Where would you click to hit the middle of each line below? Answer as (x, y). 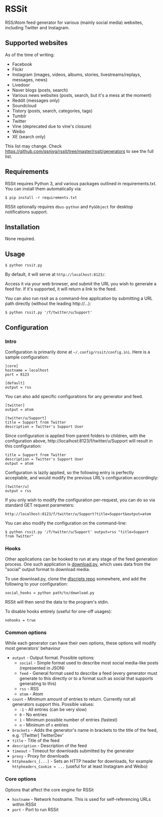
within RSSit (24, 804)
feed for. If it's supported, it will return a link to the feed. (61, 289)
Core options (21, 779)
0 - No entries (33, 715)
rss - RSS (29, 689)
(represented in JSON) (42, 668)
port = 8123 (17, 374)
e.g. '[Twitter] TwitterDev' (38, 735)
